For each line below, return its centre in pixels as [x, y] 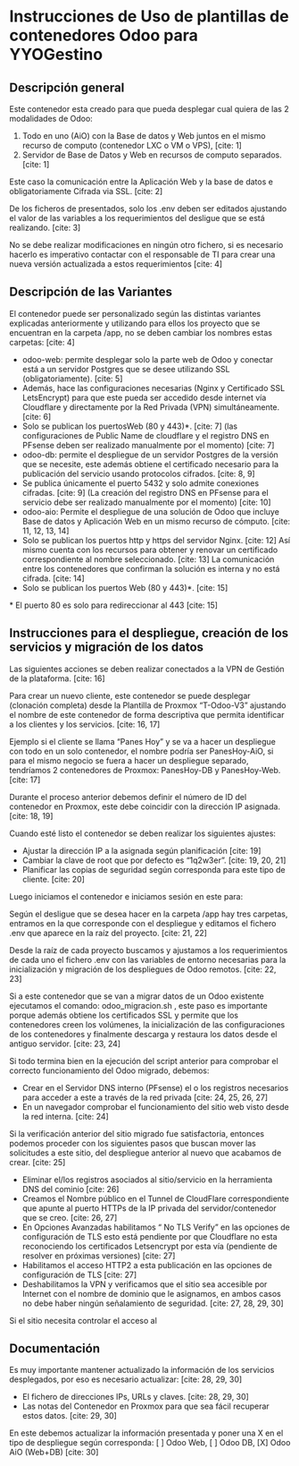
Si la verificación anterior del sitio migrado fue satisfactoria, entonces [137, 1133]
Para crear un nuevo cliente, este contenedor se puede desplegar [130, 695]
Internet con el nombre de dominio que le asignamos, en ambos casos [151, 1293]
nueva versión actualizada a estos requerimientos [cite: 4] [116, 264]
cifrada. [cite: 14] [53, 578]
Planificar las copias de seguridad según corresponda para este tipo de [154, 869]
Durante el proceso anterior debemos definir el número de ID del [128, 797]
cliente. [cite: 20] [53, 879]
